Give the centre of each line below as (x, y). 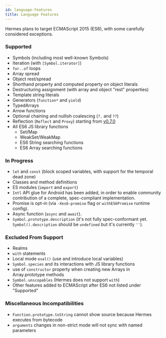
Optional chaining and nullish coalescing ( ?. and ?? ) (65, 116)
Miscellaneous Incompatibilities (44, 304)
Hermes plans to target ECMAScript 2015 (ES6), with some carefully (75, 28)
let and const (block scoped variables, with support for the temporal (83, 171)
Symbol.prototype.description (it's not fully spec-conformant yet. (80, 219)
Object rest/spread (32, 79)
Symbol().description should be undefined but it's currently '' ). (78, 224)
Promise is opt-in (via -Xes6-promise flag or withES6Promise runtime (81, 203)
